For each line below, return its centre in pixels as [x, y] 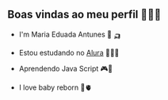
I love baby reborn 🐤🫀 [55, 87]
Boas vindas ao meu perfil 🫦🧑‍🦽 [84, 15]
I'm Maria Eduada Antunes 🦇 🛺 [70, 34]
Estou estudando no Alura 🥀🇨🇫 [69, 52]
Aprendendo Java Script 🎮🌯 [65, 68]
